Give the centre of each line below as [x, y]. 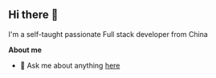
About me [25, 50]
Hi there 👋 [33, 15]
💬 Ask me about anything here [70, 65]
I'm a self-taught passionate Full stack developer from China [108, 34]
